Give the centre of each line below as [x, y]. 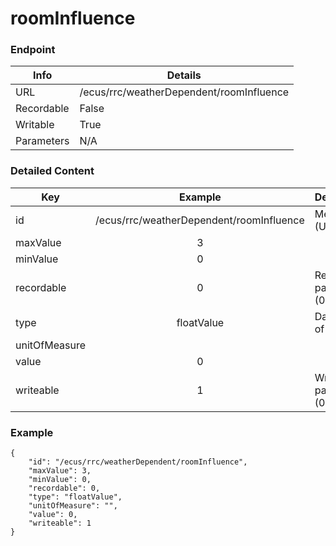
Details [184, 75]
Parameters [42, 141]
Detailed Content [52, 171]
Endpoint [33, 50]
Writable [35, 125]
